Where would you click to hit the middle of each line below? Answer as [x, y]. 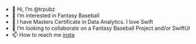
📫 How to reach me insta [43, 35]
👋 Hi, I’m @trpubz [33, 9]
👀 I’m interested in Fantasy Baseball [56, 15]
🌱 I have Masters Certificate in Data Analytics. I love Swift [82, 22]
